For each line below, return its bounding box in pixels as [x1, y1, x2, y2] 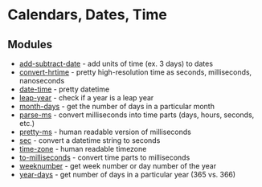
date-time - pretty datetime [18, 84, 110, 94]
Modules [7, 38, 53, 51]
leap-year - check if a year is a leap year [18, 93, 154, 102]
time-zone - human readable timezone [18, 144, 147, 153]
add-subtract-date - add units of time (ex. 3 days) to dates [18, 59, 214, 68]
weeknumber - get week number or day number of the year [18, 161, 217, 170]
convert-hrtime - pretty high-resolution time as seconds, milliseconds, [18, 67, 252, 77]
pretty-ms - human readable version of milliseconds [18, 127, 192, 136]
